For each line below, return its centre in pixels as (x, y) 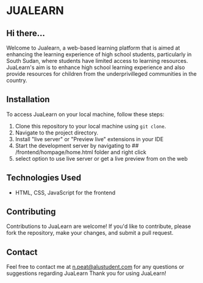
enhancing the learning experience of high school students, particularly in (99, 54)
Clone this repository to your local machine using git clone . (91, 126)
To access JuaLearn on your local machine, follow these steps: (85, 114)
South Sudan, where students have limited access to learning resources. (97, 61)
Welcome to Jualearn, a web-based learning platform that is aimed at (93, 48)
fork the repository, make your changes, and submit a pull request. (90, 233)
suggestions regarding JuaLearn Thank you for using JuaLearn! (86, 273)
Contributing (31, 212)
